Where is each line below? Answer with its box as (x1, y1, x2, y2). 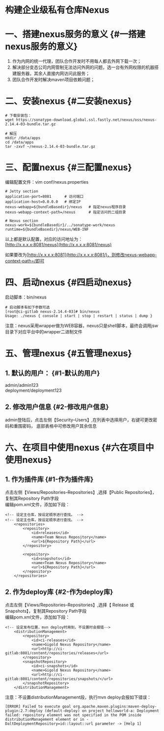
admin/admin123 (5, 382, 39, 388)
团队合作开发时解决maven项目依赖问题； (12, 77, 95, 82)
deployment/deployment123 (5, 387, 62, 393)
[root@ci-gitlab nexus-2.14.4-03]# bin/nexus (5, 309, 100, 314)
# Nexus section (5, 218, 38, 223)
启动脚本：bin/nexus (5, 294, 47, 300)
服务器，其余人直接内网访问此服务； (16, 71, 90, 77)
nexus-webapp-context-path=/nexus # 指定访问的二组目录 (5, 210, 126, 215)
